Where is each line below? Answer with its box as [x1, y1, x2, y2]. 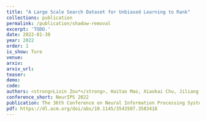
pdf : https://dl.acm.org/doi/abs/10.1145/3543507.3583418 [6, 105, 158, 112]
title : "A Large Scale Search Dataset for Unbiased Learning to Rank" [6, 9, 191, 15]
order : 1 [6, 43, 29, 50]
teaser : [6, 71, 26, 78]
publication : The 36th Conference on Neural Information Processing [6, 100, 185, 106]
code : [6, 83, 20, 89]
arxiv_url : [6, 65, 34, 72]
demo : [6, 77, 20, 83]
